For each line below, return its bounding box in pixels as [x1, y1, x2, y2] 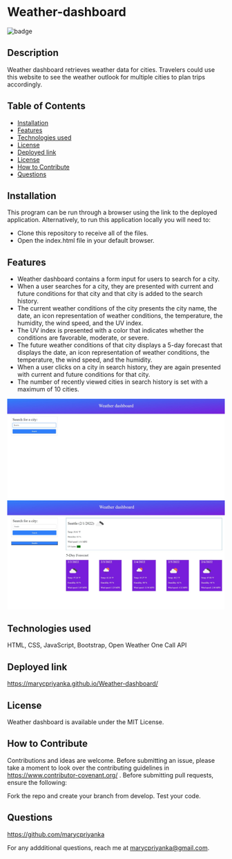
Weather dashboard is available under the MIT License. [7, 717, 164, 726]
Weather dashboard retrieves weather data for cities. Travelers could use [7, 65, 215, 73]
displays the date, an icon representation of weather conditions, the [17, 349, 210, 357]
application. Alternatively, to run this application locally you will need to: [7, 216, 211, 224]
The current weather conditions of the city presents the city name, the [17, 304, 217, 313]
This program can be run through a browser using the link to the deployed [7, 208, 217, 216]
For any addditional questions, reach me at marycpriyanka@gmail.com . [7, 843, 210, 851]
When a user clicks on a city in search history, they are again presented [17, 363, 221, 371]
